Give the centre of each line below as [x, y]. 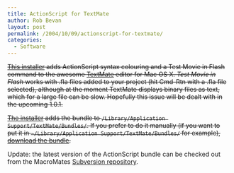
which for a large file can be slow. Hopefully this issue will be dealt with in [115, 97]
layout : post [27, 27]
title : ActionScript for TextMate [58, 14]
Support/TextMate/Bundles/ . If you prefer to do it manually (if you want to [114, 125]
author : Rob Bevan [34, 20]
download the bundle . [39, 141]
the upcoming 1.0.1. [35, 104]
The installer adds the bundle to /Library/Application [86, 118]
